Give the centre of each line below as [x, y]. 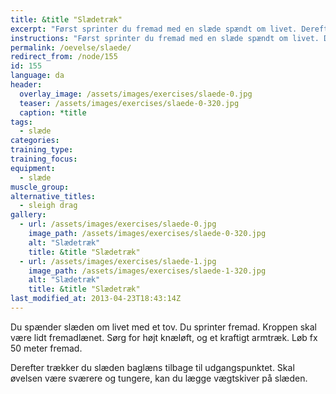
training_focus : [44, 159]
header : [26, 85]
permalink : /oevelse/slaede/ [71, 47]
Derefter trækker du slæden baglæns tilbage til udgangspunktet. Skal [152, 367]
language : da [37, 76]
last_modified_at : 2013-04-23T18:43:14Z [96, 299]
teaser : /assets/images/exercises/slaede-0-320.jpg [129, 103]
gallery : [28, 215]
